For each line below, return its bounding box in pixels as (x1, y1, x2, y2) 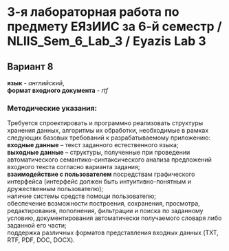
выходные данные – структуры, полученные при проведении (7, 149, 190, 157)
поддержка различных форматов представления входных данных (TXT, (7, 228, 219, 237)
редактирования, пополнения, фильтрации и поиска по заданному (7, 207, 204, 215)
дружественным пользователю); (7, 185, 104, 193)
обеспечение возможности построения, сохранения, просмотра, (7, 199, 201, 208)
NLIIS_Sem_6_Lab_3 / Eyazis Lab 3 (7, 34, 206, 49)
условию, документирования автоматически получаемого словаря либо (7, 214, 222, 222)
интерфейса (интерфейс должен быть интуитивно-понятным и (7, 177, 191, 186)
